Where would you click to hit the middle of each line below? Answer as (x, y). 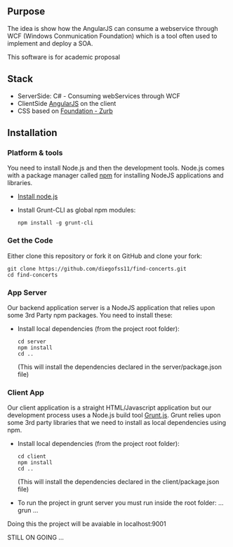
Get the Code (30, 241)
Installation (32, 133)
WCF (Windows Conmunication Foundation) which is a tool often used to (112, 36)
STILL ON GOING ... (36, 538)
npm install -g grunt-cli (55, 223)
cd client (32, 457)
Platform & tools (35, 152)
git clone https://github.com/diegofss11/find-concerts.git (97, 269)
